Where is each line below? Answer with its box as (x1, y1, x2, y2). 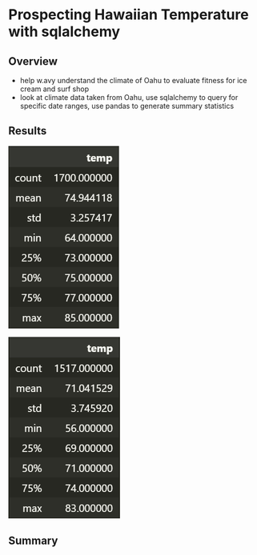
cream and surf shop (19, 84, 90, 94)
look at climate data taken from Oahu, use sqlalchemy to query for (19, 93, 239, 102)
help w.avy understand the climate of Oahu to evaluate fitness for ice (19, 76, 247, 85)
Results (8, 124, 47, 138)
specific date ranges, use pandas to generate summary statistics (19, 102, 235, 110)
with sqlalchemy (8, 22, 121, 41)
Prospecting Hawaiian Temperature (8, 6, 250, 24)
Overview (8, 54, 58, 68)
